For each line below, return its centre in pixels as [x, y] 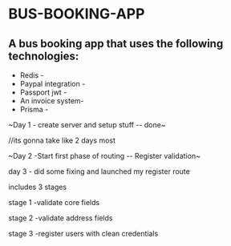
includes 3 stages [38, 187]
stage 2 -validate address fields [61, 218]
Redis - [32, 75]
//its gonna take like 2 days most [62, 140]
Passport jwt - [43, 92]
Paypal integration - [53, 84]
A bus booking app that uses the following [116, 44]
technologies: [44, 56]
